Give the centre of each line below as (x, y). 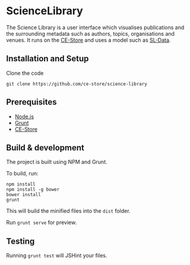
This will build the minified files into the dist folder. (68, 211)
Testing (20, 241)
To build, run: (22, 173)
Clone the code (25, 73)
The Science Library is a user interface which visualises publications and (95, 27)
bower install (24, 195)
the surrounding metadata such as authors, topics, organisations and (91, 33)
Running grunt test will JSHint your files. (57, 255)
